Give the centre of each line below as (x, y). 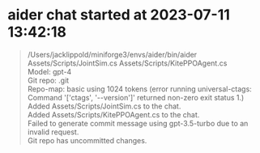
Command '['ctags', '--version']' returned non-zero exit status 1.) (136, 97)
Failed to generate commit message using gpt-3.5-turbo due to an (138, 123)
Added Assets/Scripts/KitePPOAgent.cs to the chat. (113, 114)
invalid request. (53, 132)
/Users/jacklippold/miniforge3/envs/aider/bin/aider (112, 54)
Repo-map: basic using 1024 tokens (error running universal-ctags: (139, 89)
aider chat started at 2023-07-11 (119, 15)
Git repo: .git (48, 80)
